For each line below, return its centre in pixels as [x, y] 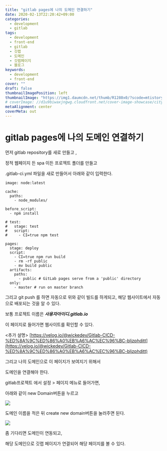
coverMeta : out [21, 112]
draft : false [19, 88]
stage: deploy [24, 248]
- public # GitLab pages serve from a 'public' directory [80, 278]
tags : [11, 33]
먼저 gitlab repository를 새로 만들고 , [41, 152]
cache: [12, 191]
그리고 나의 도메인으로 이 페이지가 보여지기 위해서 [53, 361]
